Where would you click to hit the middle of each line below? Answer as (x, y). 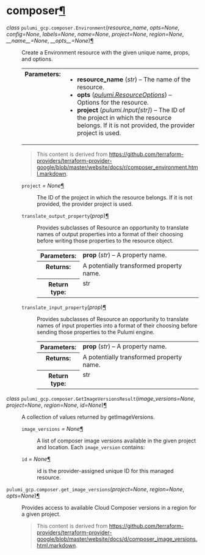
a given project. (41, 514)
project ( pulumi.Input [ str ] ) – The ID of (131, 110)
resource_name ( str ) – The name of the (134, 79)
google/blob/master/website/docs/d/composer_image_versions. (117, 538)
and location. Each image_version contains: (91, 447)
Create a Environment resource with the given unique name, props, (106, 52)
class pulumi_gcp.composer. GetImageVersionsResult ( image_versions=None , (101, 398)
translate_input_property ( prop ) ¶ (64, 307)
